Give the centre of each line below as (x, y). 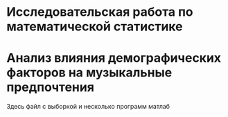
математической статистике (95, 26)
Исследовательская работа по (100, 12)
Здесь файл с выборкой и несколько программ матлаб (88, 107)
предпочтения (51, 87)
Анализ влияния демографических (114, 58)
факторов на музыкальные (89, 73)
